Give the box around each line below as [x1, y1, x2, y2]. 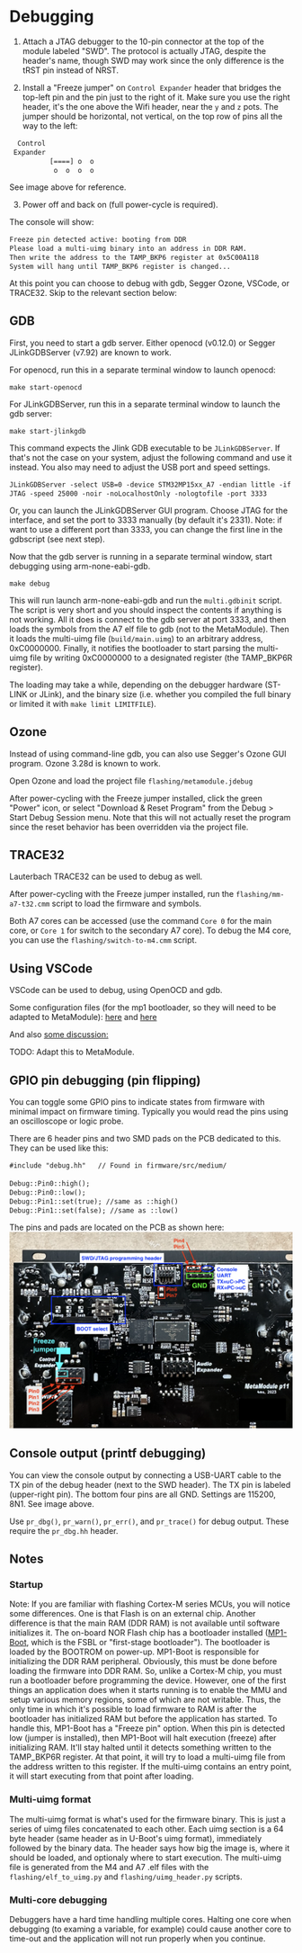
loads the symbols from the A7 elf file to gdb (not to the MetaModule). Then [9, 623, 289, 634]
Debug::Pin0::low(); [9, 1188, 87, 1197]
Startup [9, 1579, 43, 1591]
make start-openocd [9, 382, 83, 392]
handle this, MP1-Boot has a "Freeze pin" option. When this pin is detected [9, 1723, 286, 1734]
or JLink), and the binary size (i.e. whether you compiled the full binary [29, 688, 292, 699]
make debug [9, 578, 50, 588]
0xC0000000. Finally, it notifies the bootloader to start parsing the [9, 642, 255, 653]
